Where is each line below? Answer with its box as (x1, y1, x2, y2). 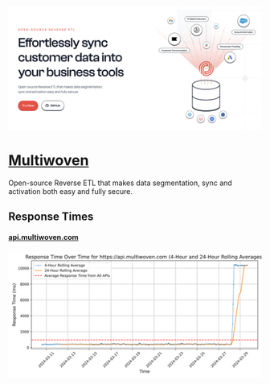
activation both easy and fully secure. (8, 187, 133, 196)
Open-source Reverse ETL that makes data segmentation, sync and (8, 178, 233, 188)
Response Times (8, 210, 94, 224)
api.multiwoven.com (8, 233, 79, 242)
